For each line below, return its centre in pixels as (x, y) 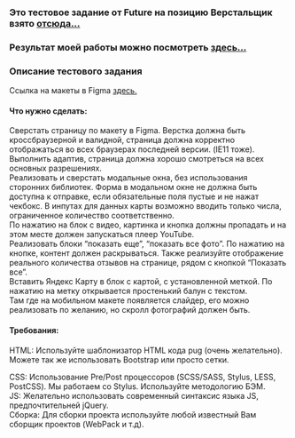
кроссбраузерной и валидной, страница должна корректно (122, 140)
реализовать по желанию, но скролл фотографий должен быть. (130, 310)
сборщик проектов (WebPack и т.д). (77, 424)
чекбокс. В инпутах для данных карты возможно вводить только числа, (145, 206)
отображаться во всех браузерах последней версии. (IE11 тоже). (132, 149)
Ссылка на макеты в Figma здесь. (73, 91)
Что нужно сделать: (48, 111)
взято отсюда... (45, 23)
